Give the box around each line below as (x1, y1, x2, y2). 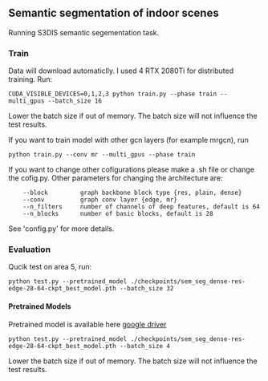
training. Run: (8, 75, 53, 84)
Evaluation (8, 244, 51, 255)
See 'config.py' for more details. (8, 224, 115, 233)
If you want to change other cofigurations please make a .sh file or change (8, 164, 255, 175)
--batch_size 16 (47, 97, 103, 105)
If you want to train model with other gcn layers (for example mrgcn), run (8, 136, 249, 145)
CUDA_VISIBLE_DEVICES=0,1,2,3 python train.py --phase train (8, 90, 217, 99)
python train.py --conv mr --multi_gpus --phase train (8, 151, 196, 159)
